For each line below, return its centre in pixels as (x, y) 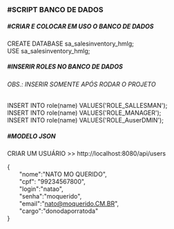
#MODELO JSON (32, 136)
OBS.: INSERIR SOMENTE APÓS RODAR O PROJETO (82, 84)
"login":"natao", (41, 189)
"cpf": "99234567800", (53, 182)
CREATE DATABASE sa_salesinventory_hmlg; (71, 44)
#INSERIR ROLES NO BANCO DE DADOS (65, 66)
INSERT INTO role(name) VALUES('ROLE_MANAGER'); (84, 113)
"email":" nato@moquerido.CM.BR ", (69, 204)
